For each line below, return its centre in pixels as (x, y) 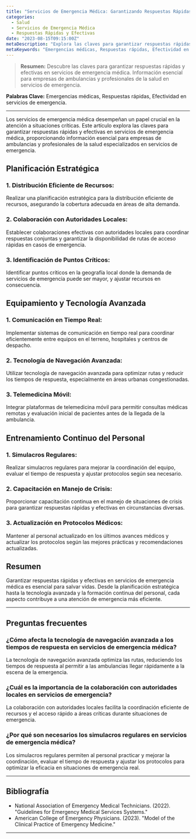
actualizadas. (22, 548)
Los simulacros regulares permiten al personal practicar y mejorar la (88, 755)
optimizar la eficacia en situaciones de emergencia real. (73, 768)
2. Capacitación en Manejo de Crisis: (59, 489)
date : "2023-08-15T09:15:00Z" (43, 39)
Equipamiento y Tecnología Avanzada (76, 303)
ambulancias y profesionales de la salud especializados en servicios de (92, 144)
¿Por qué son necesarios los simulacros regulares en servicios (97, 735)
